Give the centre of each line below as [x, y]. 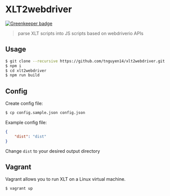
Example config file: [26, 122]
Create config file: [24, 103]
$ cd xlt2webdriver [26, 71]
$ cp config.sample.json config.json [45, 113]
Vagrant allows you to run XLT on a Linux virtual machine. [65, 179]
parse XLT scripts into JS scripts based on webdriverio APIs [80, 33]
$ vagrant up [19, 189]
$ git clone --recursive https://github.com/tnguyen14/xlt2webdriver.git [85, 61]
